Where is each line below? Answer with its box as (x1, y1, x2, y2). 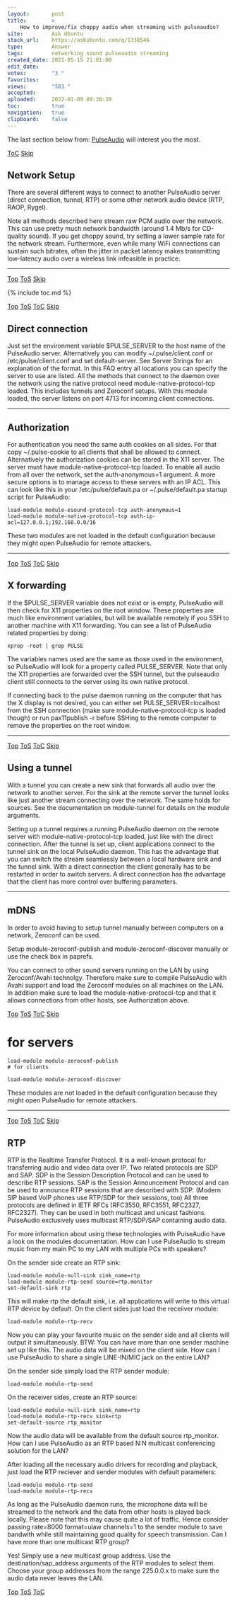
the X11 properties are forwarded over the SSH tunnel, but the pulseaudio (7, 670, 220, 678)
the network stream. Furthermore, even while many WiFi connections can (7, 239, 221, 248)
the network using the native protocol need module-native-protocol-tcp (7, 380, 216, 388)
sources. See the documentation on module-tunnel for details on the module (7, 803, 230, 811)
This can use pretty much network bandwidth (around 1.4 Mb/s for (7, 224, 201, 233)
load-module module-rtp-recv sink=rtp (7, 1413, 121, 1420)
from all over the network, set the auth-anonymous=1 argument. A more (7, 470, 217, 479)
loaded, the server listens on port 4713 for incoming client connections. (7, 394, 214, 403)
